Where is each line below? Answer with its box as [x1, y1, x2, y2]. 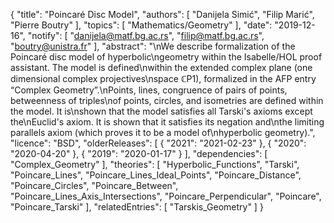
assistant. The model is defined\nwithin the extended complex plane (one [10, 62, 313, 73]
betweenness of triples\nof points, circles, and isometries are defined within [10, 95, 324, 106]
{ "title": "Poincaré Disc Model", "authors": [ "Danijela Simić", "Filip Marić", [10, 9, 315, 20]
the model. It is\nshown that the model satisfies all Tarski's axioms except [10, 105, 313, 117]
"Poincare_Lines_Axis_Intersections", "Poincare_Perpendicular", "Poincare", [10, 190, 322, 202]
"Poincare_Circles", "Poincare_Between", [10, 180, 179, 191]
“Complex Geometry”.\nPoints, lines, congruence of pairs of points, [10, 84, 288, 96]
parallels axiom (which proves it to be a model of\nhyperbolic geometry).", [10, 127, 316, 138]
